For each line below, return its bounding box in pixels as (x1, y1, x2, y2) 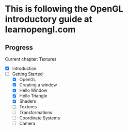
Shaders (19, 98, 36, 104)
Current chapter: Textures (5, 56, 57, 62)
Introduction (12, 65, 37, 71)
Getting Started (12, 71, 43, 77)
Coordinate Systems (19, 115, 60, 121)
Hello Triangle (19, 93, 48, 99)
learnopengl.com (5, 24, 76, 35)
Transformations (19, 109, 52, 115)
